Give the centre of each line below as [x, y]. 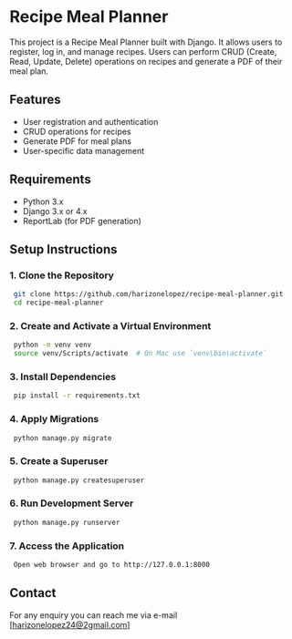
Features [35, 100]
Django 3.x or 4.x [55, 211]
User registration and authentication [90, 121]
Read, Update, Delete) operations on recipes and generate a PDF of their [146, 61]
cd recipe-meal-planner [58, 303]
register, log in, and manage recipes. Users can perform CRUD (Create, [143, 51]
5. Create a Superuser [59, 461]
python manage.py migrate [63, 438]
